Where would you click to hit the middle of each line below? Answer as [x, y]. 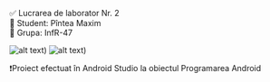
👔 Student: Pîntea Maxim [55, 23]
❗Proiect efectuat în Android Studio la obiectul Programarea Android [135, 68]
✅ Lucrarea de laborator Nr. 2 [64, 13]
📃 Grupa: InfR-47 [41, 32]
